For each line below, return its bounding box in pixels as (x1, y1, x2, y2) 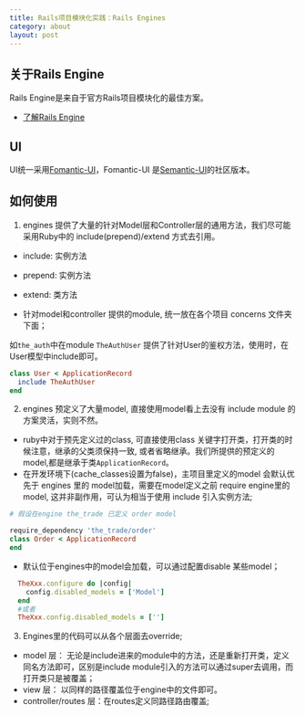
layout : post (9, 30, 59, 39)
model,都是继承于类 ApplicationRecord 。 (22, 457, 175, 468)
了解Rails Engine (22, 111, 85, 123)
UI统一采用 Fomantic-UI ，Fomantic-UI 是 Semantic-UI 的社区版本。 (9, 164, 255, 174)
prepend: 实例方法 (22, 269, 92, 280)
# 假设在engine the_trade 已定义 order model (9, 510, 178, 519)
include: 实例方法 (22, 250, 87, 261)
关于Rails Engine (9, 66, 105, 82)
